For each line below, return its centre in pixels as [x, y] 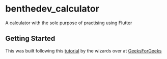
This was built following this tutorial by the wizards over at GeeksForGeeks [83, 50]
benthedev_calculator [52, 9]
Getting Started [30, 39]
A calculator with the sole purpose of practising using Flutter [69, 23]
